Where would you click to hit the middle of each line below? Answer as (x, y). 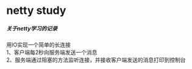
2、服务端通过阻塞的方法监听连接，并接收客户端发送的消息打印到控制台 (96, 60)
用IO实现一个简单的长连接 (39, 45)
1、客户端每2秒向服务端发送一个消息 (52, 53)
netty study (36, 11)
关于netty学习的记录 (32, 28)
